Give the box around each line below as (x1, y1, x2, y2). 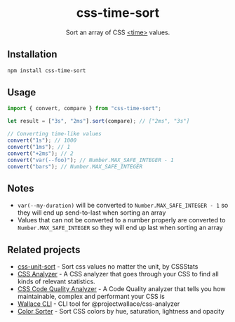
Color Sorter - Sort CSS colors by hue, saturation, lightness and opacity (17, 307, 224, 316)
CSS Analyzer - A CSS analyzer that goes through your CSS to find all (17, 270, 219, 279)
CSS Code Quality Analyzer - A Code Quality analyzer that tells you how (17, 285, 226, 293)
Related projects (7, 243, 81, 255)
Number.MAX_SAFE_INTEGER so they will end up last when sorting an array (17, 223, 223, 232)
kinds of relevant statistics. (17, 277, 96, 286)
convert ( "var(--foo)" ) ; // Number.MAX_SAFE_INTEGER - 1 (7, 156, 174, 163)
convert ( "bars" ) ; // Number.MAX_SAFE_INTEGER (7, 163, 142, 170)
